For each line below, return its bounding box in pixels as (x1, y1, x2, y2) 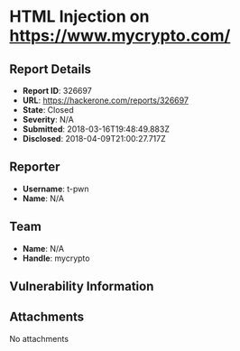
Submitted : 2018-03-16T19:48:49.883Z (22, 124, 170, 134)
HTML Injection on (9, 6, 150, 27)
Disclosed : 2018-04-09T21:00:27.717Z (22, 134, 167, 143)
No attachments (9, 333, 69, 344)
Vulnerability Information (9, 279, 154, 294)
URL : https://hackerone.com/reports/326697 (22, 95, 189, 106)
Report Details (9, 61, 92, 77)
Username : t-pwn (22, 183, 89, 194)
